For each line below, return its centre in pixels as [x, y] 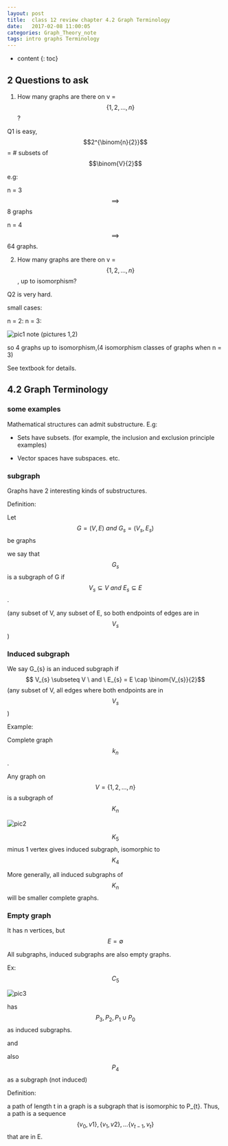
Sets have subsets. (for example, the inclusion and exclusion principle [116, 437]
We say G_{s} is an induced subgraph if [63, 669]
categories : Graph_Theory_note [52, 33]
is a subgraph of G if [36, 576]
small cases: [25, 307]
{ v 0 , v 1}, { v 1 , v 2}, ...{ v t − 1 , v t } [115, 1125]
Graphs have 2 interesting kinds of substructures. [77, 491]
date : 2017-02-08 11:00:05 [49, 26]
